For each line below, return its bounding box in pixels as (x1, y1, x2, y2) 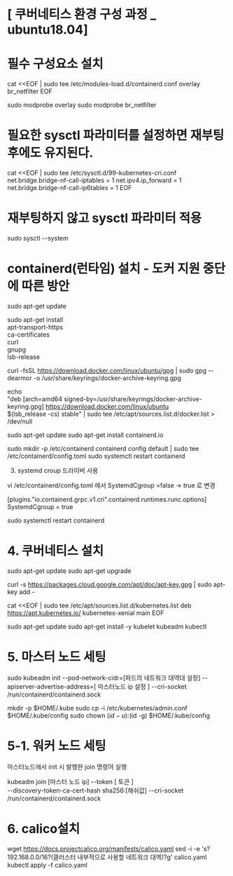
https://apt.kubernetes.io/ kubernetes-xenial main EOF (7, 608, 164, 617)
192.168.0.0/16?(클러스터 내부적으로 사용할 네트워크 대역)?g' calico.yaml (7, 853, 207, 861)
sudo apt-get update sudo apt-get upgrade (7, 566, 132, 575)
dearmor (7, 373, 33, 382)
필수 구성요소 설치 (7, 56, 104, 72)
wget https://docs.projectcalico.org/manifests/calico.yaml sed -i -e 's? (7, 844, 211, 853)
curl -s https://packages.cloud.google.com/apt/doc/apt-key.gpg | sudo (7, 580, 212, 588)
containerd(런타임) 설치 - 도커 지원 (7, 261, 201, 277)
